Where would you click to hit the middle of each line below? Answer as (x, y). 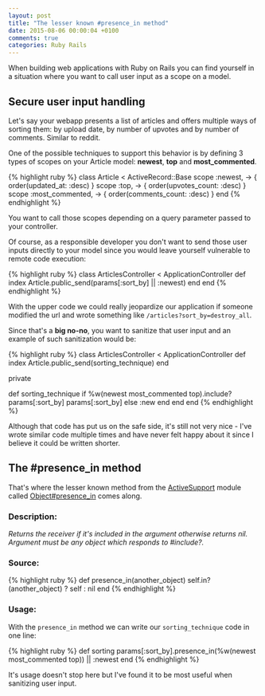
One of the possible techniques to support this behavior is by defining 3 (126, 153)
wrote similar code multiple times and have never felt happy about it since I (131, 435)
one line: (23, 635)
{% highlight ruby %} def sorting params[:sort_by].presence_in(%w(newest (132, 651)
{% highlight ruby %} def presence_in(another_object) (97, 580)
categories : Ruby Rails (48, 45)
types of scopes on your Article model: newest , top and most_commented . (132, 161)
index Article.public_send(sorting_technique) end (89, 363)
